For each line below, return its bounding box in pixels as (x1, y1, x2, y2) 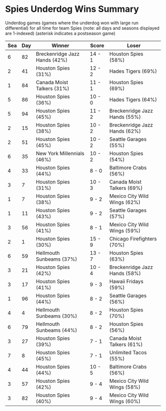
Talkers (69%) (109, 184, 143, 191)
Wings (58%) (109, 383, 141, 390)
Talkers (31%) (36, 85, 70, 92)
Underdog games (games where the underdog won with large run (5, 20, 139, 26)
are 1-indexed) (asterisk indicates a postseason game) (5, 30, 116, 36)
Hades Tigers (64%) (109, 96, 157, 103)
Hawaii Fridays (109, 278, 144, 285)
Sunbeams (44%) (36, 326, 78, 333)
